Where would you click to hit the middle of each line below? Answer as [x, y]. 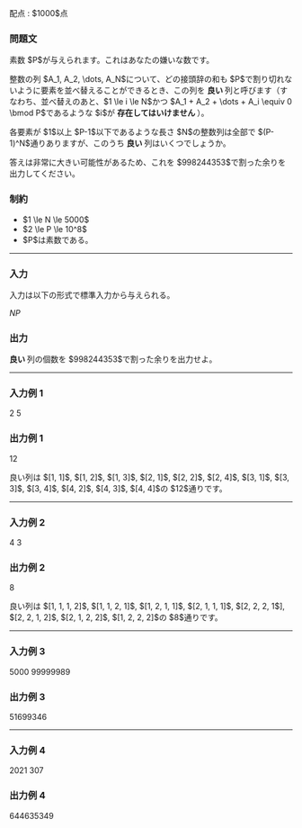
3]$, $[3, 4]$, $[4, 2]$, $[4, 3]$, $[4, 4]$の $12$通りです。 [118, 488]
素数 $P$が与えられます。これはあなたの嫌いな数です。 [112, 60]
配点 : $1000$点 [39, 13]
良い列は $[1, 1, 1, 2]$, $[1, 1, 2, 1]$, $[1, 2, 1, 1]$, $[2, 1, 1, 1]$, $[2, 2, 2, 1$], [147, 607]
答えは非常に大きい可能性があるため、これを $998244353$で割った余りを [147, 162]
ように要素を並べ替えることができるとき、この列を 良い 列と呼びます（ [148, 90]
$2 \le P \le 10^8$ [54, 229]
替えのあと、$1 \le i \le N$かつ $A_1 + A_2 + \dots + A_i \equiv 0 [174, 102]
